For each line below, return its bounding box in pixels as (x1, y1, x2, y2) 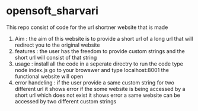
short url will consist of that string (14, 54, 97, 61)
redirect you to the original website (14, 41, 100, 48)
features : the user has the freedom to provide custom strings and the (14, 47, 185, 54)
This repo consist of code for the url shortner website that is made (6, 24, 168, 31)
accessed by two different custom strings (14, 97, 117, 105)
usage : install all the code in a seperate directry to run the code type (14, 60, 184, 67)
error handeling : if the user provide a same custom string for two (14, 79, 175, 86)
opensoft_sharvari (6, 4, 99, 18)
